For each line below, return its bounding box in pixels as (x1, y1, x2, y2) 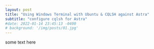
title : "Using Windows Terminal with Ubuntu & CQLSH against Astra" (5, 12, 150, 17)
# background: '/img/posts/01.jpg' (5, 26, 79, 31)
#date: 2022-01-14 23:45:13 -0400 (5, 21, 77, 26)
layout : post (5, 7, 32, 12)
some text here (5, 39, 36, 45)
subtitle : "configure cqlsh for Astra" (5, 16, 88, 21)
